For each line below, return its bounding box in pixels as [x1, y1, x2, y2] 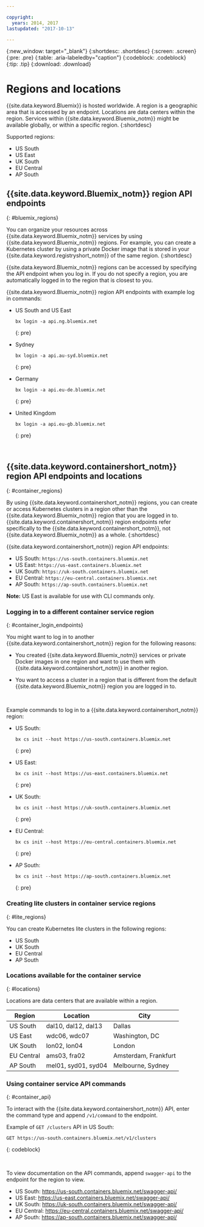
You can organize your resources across [6, 226, 108, 233]
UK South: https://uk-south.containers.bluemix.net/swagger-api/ [15, 1201, 177, 1208]
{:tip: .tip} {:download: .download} [6, 60, 91, 68]
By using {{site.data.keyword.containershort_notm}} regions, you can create [6, 499, 198, 506]
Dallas [113, 1021, 131, 1030]
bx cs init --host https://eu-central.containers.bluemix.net [15, 839, 177, 845]
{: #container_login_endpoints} [6, 622, 83, 629]
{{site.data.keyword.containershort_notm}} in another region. [15, 664, 169, 672]
